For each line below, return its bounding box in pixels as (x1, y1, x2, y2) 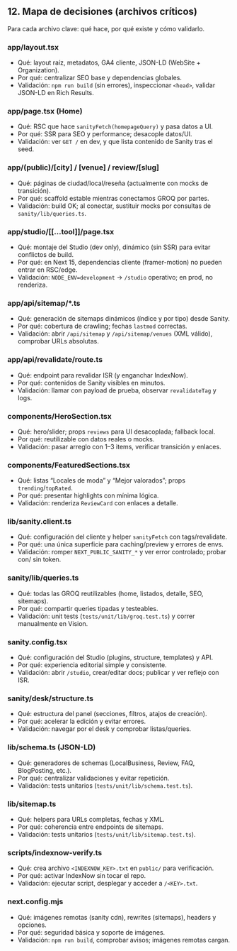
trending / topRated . (17, 484, 73, 493)
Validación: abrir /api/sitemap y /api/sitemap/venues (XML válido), (17, 329, 213, 338)
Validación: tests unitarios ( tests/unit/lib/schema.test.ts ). (17, 781, 193, 790)
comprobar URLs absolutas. (17, 337, 99, 346)
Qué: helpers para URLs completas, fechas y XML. (17, 815, 165, 823)
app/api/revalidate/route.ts (7, 355, 103, 365)
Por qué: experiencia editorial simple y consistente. (17, 661, 168, 669)
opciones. (17, 920, 47, 929)
